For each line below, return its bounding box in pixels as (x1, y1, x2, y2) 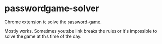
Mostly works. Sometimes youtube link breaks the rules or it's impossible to (4, 28, 157, 34)
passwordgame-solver (4, 3, 99, 14)
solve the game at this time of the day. (4, 33, 82, 39)
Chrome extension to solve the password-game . (4, 19, 102, 25)
